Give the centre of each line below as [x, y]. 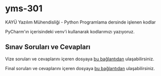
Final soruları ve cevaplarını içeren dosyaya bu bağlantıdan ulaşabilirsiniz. [80, 68]
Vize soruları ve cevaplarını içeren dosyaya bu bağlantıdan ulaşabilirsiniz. [80, 59]
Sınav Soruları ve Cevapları [48, 47]
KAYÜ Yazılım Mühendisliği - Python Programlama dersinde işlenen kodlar [80, 22]
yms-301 [24, 9]
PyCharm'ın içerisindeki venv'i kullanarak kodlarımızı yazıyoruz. [70, 31]
